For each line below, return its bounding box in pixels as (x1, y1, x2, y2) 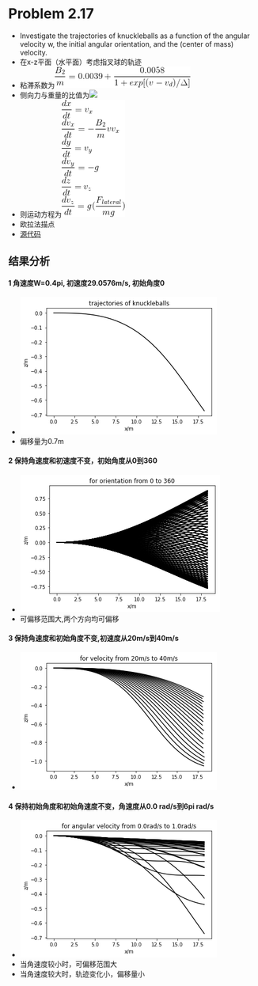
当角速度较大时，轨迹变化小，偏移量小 (19, 969, 145, 979)
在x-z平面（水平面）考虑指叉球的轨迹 (19, 57, 142, 66)
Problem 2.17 (8, 5, 94, 23)
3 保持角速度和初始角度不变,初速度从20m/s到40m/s (8, 634, 180, 643)
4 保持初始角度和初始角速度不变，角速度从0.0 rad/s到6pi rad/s (8, 801, 214, 811)
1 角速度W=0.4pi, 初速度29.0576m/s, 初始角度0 (8, 278, 165, 287)
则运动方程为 (19, 209, 62, 218)
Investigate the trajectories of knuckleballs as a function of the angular (19, 31, 251, 40)
